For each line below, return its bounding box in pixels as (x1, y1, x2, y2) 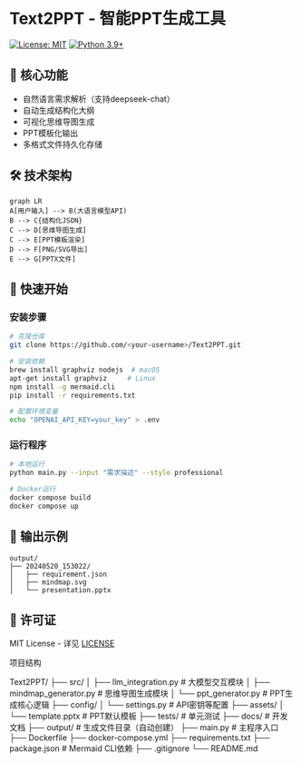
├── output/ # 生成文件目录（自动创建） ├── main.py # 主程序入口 (26, 722, 279, 733)
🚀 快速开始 (9, 281, 68, 296)
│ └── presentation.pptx (9, 585, 112, 595)
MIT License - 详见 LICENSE (9, 638, 115, 649)
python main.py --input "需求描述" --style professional (9, 469, 224, 478)
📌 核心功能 (9, 67, 68, 83)
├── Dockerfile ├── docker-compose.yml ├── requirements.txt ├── (9, 732, 270, 743)
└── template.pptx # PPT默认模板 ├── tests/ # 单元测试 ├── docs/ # (9, 710, 270, 722)
